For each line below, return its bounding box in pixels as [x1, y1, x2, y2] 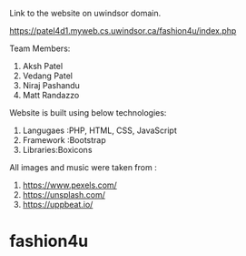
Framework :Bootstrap [22, 135, 106, 145]
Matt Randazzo [22, 90, 80, 100]
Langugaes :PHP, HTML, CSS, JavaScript [22, 125, 177, 136]
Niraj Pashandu [22, 80, 80, 90]
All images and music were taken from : [9, 162, 157, 172]
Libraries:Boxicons [22, 145, 93, 155]
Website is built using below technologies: [9, 108, 167, 118]
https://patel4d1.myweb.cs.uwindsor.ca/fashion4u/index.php [9, 26, 237, 36]
